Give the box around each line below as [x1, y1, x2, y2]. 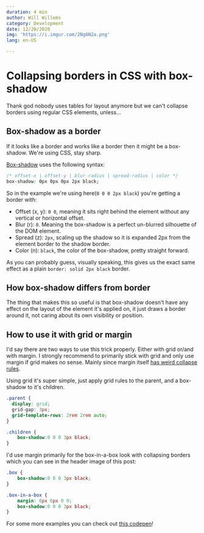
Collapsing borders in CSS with [6, 69, 167, 83]
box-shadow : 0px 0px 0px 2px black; [6, 178, 99, 184]
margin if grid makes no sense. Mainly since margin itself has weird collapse [6, 358, 198, 366]
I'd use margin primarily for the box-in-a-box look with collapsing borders [6, 451, 191, 459]
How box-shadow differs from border [6, 282, 150, 293]
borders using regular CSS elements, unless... [6, 108, 122, 116]
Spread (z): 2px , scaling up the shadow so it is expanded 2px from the [15, 233, 191, 241]
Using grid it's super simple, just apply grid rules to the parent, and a [6, 377, 178, 385]
